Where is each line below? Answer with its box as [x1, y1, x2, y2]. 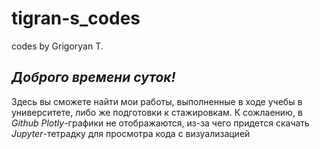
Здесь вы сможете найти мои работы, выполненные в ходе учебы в [11, 95, 303, 107]
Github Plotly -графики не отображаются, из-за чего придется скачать [11, 117, 310, 129]
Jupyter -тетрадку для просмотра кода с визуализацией [11, 127, 251, 139]
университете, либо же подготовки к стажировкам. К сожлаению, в [11, 106, 303, 118]
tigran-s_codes [11, 7, 141, 30]
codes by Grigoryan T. [11, 40, 104, 52]
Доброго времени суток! [11, 69, 176, 86]
